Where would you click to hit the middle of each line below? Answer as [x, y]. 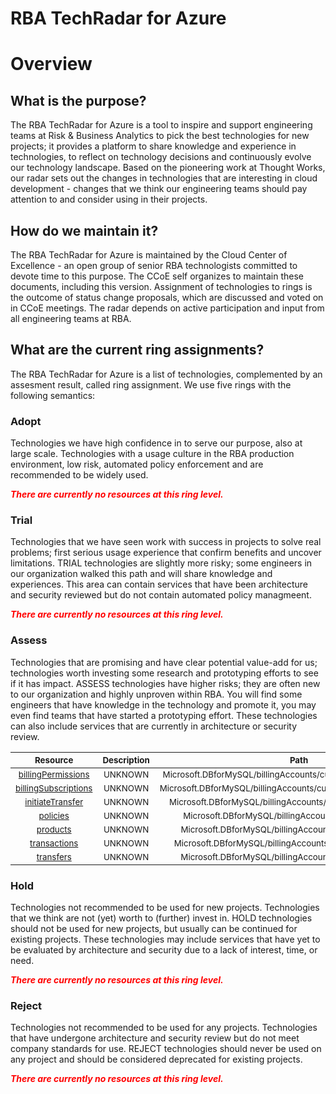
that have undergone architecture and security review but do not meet [155, 1038]
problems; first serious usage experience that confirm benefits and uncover [166, 553]
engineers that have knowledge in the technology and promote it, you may [163, 704]
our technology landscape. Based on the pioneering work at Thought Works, [168, 168]
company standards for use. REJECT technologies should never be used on [166, 1049]
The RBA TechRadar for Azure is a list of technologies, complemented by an [166, 374]
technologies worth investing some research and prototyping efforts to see [164, 673]
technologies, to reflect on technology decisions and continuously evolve [161, 157]
